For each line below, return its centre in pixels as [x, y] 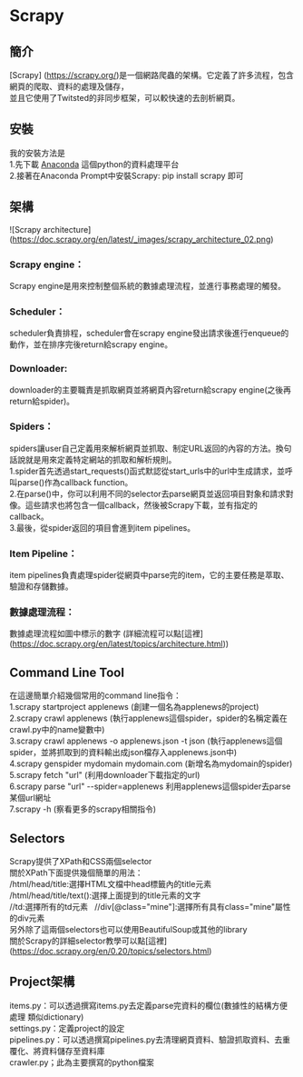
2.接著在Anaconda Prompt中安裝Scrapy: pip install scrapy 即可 [127, 175]
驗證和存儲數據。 [41, 586]
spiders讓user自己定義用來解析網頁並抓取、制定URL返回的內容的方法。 [143, 448]
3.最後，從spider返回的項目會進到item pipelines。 [103, 527]
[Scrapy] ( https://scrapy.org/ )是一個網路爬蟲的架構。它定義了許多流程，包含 [152, 75]
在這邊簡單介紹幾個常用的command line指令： [95, 695]
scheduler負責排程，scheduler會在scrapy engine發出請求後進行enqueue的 [149, 334]
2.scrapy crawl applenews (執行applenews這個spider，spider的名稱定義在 [149, 718]
